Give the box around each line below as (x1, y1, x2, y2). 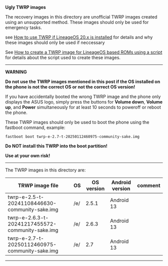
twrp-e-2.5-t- (7, 193, 44, 200)
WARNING (5, 69, 27, 74)
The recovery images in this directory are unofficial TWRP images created (5, 14, 157, 19)
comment (137, 182, 160, 189)
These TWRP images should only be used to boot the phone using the (5, 119, 149, 125)
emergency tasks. (5, 24, 42, 30)
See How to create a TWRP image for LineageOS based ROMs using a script (5, 49, 162, 55)
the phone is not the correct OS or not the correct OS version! (5, 84, 135, 89)
